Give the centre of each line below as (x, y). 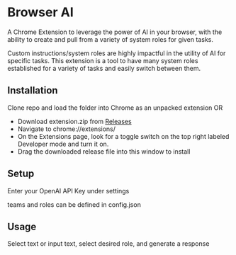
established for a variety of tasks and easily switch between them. (104, 68)
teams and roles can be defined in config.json (74, 204)
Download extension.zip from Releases (75, 121)
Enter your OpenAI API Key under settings (68, 191)
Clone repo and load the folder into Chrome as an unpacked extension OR (115, 108)
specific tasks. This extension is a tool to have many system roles (103, 60)
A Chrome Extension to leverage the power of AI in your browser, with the (115, 32)
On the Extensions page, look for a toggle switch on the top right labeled (123, 136)
